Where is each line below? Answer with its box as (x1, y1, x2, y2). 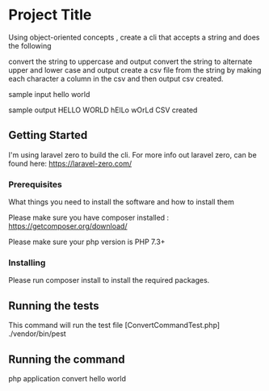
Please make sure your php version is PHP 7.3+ (8, 237, 166, 247)
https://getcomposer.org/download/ (8, 221, 128, 231)
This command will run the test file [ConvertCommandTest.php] (8, 321, 221, 330)
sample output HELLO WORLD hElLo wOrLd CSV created (8, 105, 198, 115)
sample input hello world (8, 89, 90, 99)
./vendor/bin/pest (8, 329, 66, 338)
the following (8, 40, 52, 50)
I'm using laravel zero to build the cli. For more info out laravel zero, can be (8, 149, 257, 159)
